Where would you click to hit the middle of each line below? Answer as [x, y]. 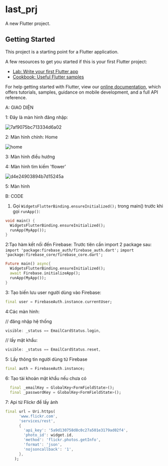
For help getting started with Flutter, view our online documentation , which [83, 86]
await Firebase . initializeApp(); [45, 273]
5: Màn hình [18, 186]
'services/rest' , [37, 421]
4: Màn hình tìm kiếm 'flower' [36, 166]
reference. [16, 97]
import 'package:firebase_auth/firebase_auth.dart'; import [70, 250]
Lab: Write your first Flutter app [45, 71]
